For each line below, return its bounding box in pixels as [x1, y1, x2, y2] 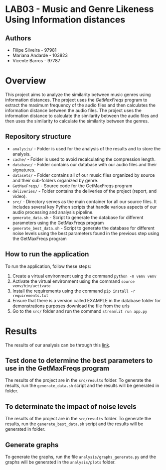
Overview [5, 75, 46, 87]
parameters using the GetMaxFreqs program [12, 220, 104, 226]
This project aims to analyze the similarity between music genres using [5, 91, 151, 98]
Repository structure [5, 132, 71, 141]
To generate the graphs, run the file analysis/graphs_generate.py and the [5, 454, 156, 460]
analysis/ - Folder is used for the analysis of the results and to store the [12, 145, 161, 151]
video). [12, 193, 27, 199]
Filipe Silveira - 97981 [12, 47, 57, 53]
